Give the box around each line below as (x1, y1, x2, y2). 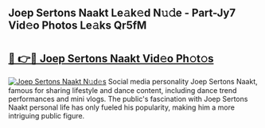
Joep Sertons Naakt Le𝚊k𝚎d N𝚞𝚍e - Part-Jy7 (8, 6, 236, 20)
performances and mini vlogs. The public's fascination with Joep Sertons (8, 95, 248, 103)
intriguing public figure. (8, 111, 85, 120)
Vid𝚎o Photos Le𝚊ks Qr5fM (8, 19, 147, 33)
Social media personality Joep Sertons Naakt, (107, 77, 258, 86)
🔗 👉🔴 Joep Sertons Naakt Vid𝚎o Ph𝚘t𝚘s (8, 52, 214, 65)
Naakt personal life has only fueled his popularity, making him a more (8, 103, 235, 112)
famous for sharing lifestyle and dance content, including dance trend (8, 86, 237, 95)
